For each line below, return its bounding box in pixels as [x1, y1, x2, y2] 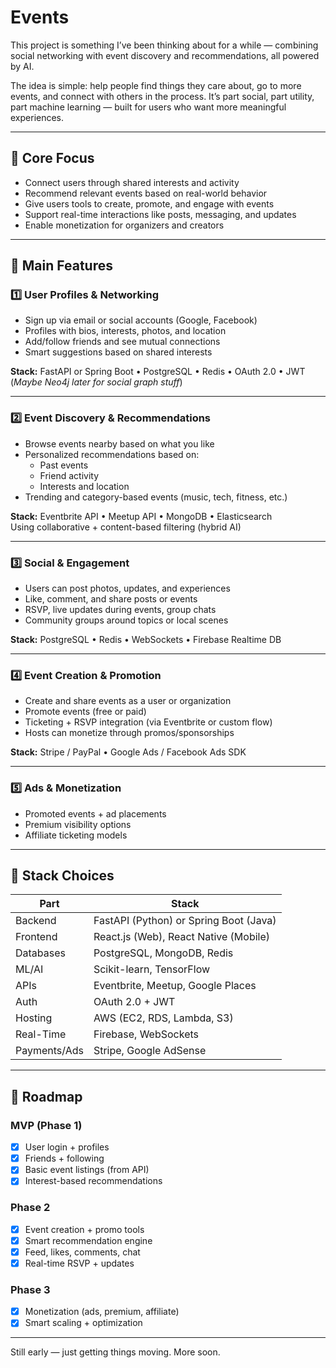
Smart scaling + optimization [24, 1317, 143, 1329]
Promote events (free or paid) [24, 706, 147, 718]
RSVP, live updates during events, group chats [24, 604, 217, 616]
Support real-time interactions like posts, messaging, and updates [24, 208, 297, 220]
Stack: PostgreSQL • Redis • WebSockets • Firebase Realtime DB [10, 634, 282, 646]
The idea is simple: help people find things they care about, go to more [10, 79, 302, 91]
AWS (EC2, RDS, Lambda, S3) [93, 1011, 234, 1025]
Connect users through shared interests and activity [24, 176, 240, 188]
